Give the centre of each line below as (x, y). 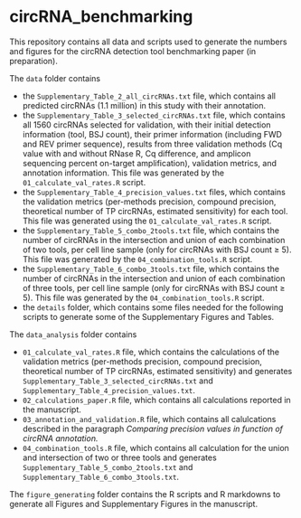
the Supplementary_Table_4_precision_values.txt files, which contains (154, 192)
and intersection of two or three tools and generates (119, 457)
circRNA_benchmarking (101, 17)
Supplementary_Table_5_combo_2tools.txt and (108, 466)
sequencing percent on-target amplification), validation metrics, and (150, 163)
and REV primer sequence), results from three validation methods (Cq (152, 144)
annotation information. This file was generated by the (123, 173)
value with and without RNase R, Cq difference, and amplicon (136, 153)
